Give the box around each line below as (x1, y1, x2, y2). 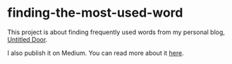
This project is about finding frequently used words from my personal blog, (7, 28, 226, 36)
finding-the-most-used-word (7, 5, 183, 21)
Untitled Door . (7, 35, 48, 43)
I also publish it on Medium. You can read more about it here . (7, 49, 185, 57)
